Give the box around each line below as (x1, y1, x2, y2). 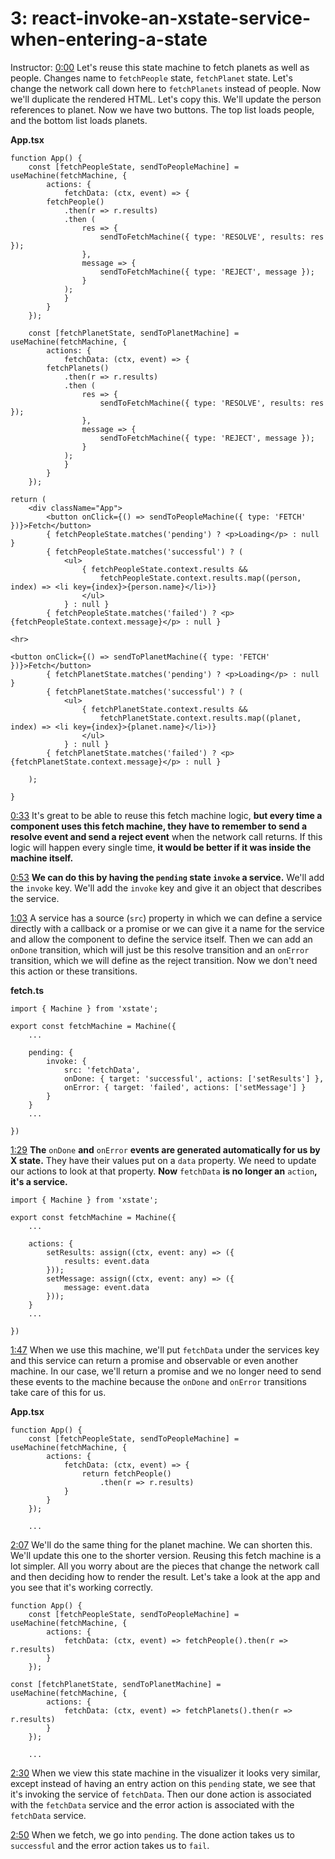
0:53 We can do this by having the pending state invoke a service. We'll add (10, 871, 325, 883)
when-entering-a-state (10, 28, 208, 51)
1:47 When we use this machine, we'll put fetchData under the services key (10, 1343, 320, 1356)
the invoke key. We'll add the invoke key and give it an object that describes (10, 882, 322, 894)
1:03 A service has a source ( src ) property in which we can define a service (10, 912, 323, 924)
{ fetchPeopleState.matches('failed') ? (46, 608, 217, 618)
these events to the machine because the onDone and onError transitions (10, 1375, 307, 1387)
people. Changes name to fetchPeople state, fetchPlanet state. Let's (10, 72, 293, 84)
